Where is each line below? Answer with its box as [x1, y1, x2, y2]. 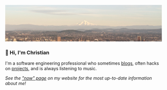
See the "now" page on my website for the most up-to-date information [5, 75, 153, 81]
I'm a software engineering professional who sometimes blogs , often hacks [5, 60, 159, 66]
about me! [5, 81, 26, 87]
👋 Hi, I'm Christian [5, 49, 50, 56]
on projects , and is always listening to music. [5, 66, 97, 72]
